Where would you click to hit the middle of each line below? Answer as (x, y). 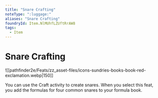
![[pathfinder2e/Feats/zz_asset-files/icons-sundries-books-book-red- (76, 70)
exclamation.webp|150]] (29, 75)
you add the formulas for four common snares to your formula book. (74, 90)
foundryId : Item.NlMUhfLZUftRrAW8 (40, 23)
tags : (11, 28)
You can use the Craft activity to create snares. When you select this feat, (79, 85)
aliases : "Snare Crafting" (33, 19)
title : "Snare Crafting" (30, 10)
